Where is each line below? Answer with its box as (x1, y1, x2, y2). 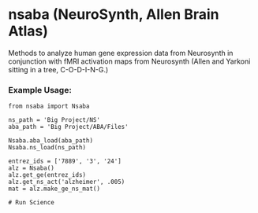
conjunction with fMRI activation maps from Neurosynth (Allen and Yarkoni (8, 57, 251, 66)
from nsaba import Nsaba (8, 102, 90, 111)
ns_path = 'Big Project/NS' (8, 116, 101, 124)
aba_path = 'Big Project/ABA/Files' (8, 123, 129, 131)
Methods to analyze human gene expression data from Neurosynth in (8, 48, 234, 57)
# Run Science (8, 199, 55, 207)
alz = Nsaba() (8, 164, 55, 172)
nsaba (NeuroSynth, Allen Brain (8, 6, 219, 24)
